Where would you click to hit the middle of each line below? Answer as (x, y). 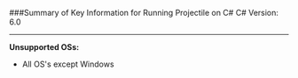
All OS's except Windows (68, 64)
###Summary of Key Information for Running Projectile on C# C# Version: (144, 13)
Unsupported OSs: (44, 47)
